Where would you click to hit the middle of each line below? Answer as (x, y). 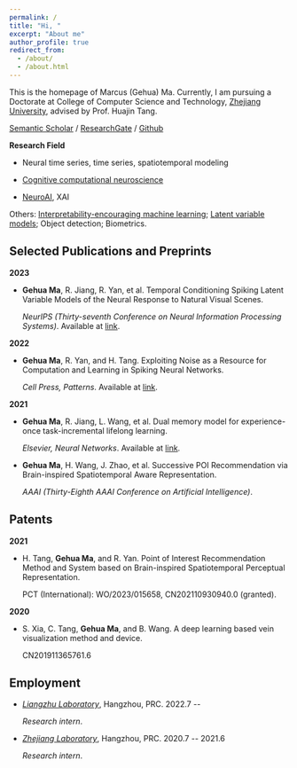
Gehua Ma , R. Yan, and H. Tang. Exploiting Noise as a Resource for (144, 360)
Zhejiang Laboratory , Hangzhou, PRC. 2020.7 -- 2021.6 (124, 739)
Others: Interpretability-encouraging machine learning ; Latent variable (137, 214)
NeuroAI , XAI (46, 197)
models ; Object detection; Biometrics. (78, 223)
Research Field (37, 145)
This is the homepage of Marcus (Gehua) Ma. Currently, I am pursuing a (141, 92)
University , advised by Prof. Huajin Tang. (83, 111)
